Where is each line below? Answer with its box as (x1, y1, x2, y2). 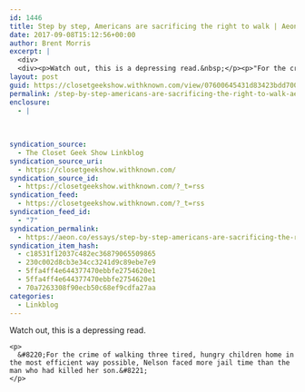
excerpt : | (9, 47, 51, 56)
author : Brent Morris (9, 38, 92, 48)
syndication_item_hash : (9, 241, 100, 250)
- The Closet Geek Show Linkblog (17, 148, 144, 157)
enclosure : (9, 97, 51, 107)
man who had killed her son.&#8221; (9, 367, 148, 376)
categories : (9, 291, 54, 300)
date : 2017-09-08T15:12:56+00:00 (9, 30, 136, 39)
